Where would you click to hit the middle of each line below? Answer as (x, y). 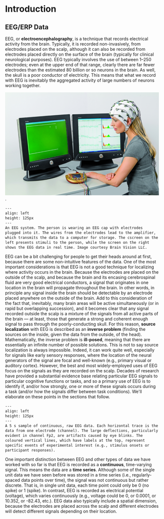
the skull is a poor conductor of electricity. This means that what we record (81, 75)
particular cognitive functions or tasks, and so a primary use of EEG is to (78, 381)
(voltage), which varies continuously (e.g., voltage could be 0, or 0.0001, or (81, 496)
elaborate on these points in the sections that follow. (58, 396)
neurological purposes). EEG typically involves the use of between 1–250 (78, 59)
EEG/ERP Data (27, 27)
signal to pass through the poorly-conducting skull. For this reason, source (80, 324)
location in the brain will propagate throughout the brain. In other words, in (80, 287)
